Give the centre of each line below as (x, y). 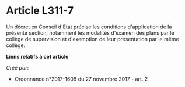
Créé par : (18, 67)
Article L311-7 (40, 11)
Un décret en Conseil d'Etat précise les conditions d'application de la (89, 27)
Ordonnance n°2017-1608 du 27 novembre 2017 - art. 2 (81, 79)
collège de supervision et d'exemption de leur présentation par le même (92, 39)
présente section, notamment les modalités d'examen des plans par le (90, 32)
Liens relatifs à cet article (37, 56)
